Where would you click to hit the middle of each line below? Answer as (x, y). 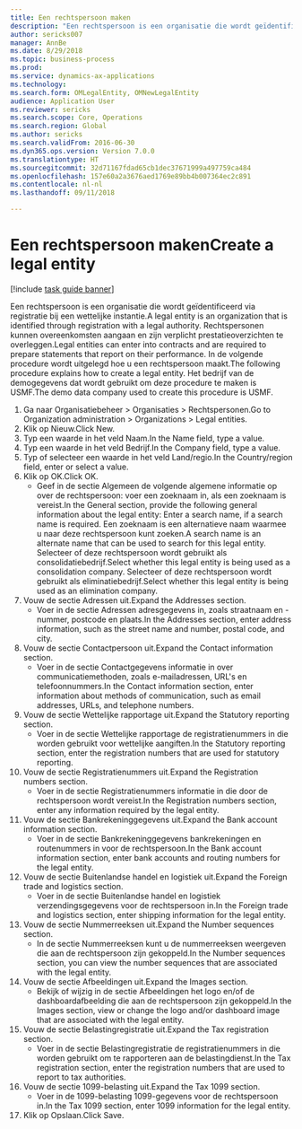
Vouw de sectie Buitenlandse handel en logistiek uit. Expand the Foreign (155, 877)
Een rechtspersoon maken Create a (142, 245)
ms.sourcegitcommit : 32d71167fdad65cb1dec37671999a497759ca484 (131, 168)
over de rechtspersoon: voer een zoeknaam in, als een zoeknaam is (161, 495)
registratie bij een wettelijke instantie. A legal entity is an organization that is (149, 316)
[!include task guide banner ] (62, 289)
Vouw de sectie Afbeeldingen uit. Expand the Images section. (136, 981)
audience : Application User (63, 101)
